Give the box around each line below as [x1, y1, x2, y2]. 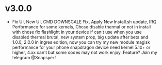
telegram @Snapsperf [12, 54, 56, 60]
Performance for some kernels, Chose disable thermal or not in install [12, 24, 151, 29]
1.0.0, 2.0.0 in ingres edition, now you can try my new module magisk [12, 39, 150, 45]
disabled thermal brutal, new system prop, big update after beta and [12, 34, 148, 40]
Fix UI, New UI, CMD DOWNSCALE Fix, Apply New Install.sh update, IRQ [12, 19, 157, 25]
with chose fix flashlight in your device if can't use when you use [12, 29, 142, 35]
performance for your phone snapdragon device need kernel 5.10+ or [12, 44, 151, 50]
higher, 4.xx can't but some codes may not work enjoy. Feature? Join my [12, 49, 158, 55]
